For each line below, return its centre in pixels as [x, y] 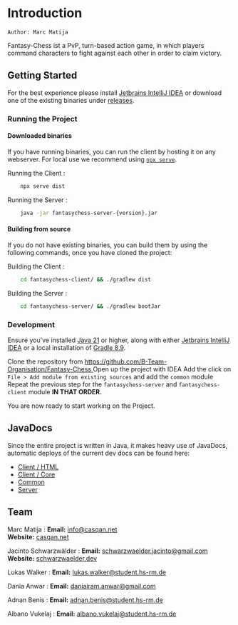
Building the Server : [37, 293]
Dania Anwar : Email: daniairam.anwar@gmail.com [82, 586]
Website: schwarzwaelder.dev [52, 558]
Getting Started [42, 75]
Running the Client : [36, 173]
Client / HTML [38, 466]
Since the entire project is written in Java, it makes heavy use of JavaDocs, [118, 445]
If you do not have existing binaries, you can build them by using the [108, 245]
